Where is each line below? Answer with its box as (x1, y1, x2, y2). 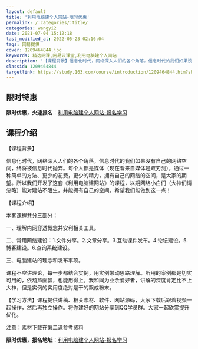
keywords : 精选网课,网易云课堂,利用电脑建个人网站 (6, 52, 117, 58)
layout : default (6, 8, 46, 15)
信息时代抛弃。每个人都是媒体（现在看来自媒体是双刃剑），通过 (31, 164, 184, 172)
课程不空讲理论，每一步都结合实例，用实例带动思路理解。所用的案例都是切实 (6, 269, 192, 276)
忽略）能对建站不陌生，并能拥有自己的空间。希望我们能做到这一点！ (6, 186, 171, 193)
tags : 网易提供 (6, 42, 40, 48)
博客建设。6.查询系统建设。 (6, 244, 73, 251)
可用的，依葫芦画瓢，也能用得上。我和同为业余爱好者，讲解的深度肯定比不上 (6, 276, 192, 284)
